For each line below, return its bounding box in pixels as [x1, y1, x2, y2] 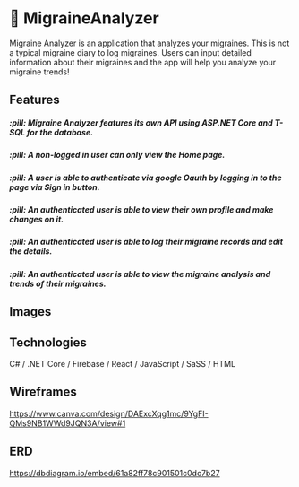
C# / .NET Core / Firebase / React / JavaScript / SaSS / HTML [9, 359, 235, 369]
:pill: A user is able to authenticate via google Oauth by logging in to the [9, 172, 282, 183]
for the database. [26, 126, 94, 137]
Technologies [9, 335, 88, 350]
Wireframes [9, 385, 78, 400]
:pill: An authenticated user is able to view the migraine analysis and [9, 268, 271, 279]
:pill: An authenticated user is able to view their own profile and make [9, 204, 274, 215]
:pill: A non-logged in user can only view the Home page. [9, 150, 226, 161]
